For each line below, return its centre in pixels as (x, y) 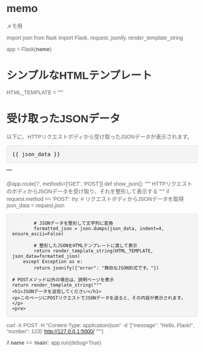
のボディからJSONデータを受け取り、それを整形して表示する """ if (88, 191)
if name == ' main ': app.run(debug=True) (54, 343)
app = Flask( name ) (29, 49)
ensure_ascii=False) (38, 234)
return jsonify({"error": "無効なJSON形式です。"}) (96, 268)
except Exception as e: (53, 262)
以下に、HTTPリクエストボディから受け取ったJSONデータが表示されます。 (100, 137)
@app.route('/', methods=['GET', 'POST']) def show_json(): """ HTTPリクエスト (99, 184)
